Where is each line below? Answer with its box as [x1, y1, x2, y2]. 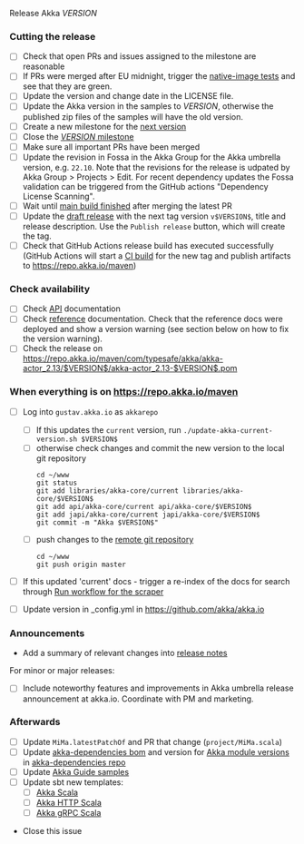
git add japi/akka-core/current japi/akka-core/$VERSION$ [35, 510, 260, 519]
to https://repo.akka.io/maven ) [22, 260, 137, 270]
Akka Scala [35, 787, 79, 798]
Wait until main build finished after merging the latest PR [22, 200, 233, 211]
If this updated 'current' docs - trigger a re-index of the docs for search [22, 576, 290, 587]
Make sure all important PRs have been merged [22, 141, 201, 152]
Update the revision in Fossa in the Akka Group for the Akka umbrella [22, 152, 281, 162]
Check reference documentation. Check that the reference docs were [22, 313, 283, 325]
